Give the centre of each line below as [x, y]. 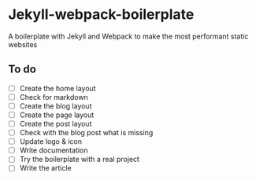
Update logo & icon [51, 141]
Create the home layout [58, 88]
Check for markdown [54, 97]
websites [23, 44]
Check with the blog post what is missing [86, 133]
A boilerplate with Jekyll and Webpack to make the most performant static [128, 36]
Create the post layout [56, 124]
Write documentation [54, 150]
